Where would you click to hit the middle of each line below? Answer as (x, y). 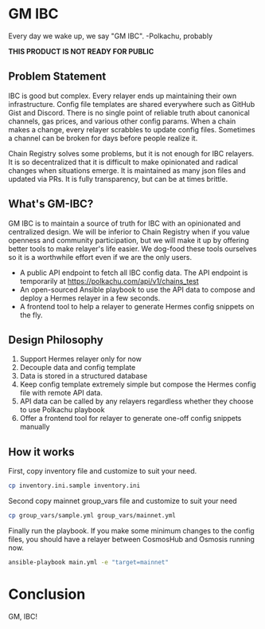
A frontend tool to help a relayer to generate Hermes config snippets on (137, 306)
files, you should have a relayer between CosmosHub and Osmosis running (131, 539)
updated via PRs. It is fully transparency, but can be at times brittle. (118, 179)
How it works (41, 452)
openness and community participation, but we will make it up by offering (129, 240)
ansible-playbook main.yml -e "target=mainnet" (89, 562)
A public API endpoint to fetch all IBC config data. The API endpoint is (134, 273)
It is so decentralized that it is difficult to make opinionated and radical (123, 162)
